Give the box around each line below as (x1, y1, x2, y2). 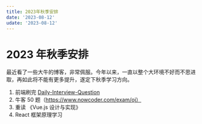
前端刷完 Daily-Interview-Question (14, 89, 100, 96)
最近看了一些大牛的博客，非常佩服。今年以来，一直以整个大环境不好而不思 (6, 68, 191, 75)
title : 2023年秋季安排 (6, 8, 59, 15)
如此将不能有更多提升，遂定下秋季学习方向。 (22, 76, 133, 83)
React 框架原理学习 (14, 111, 63, 119)
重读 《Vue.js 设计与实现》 (14, 104, 81, 111)
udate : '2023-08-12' (6, 20, 58, 26)
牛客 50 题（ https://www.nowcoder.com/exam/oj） (14, 96, 142, 104)
